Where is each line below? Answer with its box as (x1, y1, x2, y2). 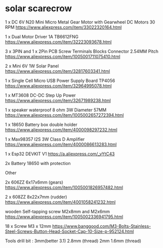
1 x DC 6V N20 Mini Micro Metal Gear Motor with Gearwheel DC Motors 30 (5, 19, 155, 25)
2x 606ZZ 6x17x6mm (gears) (5, 179, 63, 185)
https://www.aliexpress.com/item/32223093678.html (5, 39, 112, 44)
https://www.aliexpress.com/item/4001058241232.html (5, 199, 116, 205)
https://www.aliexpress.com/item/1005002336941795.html (5, 213, 123, 220)
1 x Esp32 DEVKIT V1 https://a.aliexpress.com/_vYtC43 (5, 151, 115, 157)
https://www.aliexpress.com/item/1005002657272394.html (5, 112, 124, 118)
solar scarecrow (5, 3, 72, 14)
